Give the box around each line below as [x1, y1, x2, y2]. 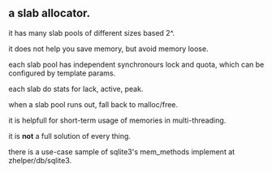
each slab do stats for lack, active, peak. [8, 84, 144, 93]
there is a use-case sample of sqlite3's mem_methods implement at [8, 146, 235, 157]
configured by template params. [8, 68, 116, 78]
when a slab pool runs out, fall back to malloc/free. [8, 99, 179, 109]
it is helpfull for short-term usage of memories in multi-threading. [8, 115, 227, 125]
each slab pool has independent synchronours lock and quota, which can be [8, 59, 265, 69]
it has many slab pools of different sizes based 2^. [8, 28, 175, 37]
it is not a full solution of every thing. [8, 131, 132, 141]
